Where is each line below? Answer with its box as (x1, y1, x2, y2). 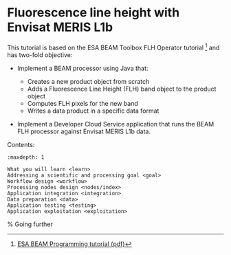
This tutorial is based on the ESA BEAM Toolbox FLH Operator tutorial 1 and (7, 42, 220, 52)
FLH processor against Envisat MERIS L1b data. (16, 127, 151, 135)
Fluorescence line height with (7, 5, 180, 21)
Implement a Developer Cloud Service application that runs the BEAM (16, 120, 214, 128)
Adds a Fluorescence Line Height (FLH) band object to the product (27, 85, 217, 93)
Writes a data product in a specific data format (27, 107, 159, 115)
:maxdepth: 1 (7, 153, 45, 161)
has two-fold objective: (7, 50, 73, 59)
